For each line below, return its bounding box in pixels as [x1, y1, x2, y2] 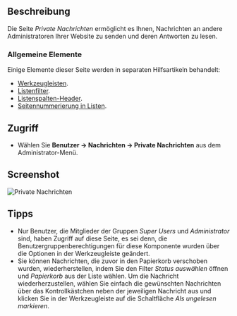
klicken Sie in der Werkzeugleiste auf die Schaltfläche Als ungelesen [17, 294, 217, 303]
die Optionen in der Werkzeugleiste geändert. [17, 249, 150, 257]
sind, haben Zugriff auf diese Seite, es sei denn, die [17, 234, 168, 243]
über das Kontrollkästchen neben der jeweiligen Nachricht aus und [17, 286, 212, 295]
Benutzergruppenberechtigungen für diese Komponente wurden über [17, 241, 220, 250]
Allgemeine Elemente [7, 49, 83, 59]
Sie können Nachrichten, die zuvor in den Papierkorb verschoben [17, 257, 208, 265]
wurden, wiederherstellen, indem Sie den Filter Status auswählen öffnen [17, 264, 229, 272]
